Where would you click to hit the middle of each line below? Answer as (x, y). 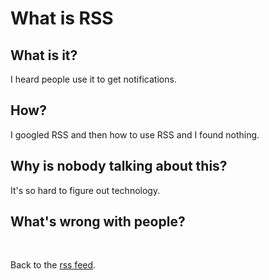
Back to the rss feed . (53, 265)
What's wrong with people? (98, 222)
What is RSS (62, 18)
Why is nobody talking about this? (119, 166)
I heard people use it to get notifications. (93, 79)
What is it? (44, 55)
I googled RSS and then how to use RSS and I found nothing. (135, 134)
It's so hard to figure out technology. (85, 190)
